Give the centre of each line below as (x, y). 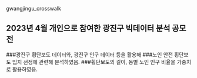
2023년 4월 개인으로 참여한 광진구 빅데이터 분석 (88, 28)
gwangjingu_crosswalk (34, 9)
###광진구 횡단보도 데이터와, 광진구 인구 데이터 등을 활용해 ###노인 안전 (90, 55)
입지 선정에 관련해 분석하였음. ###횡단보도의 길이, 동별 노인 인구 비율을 (94, 62)
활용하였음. (25, 69)
